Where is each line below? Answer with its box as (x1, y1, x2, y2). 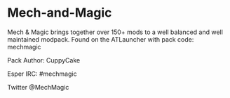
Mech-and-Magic (7, 5, 112, 21)
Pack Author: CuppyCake (7, 56, 81, 64)
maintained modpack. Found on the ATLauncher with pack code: (7, 35, 194, 43)
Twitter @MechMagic (7, 83, 69, 91)
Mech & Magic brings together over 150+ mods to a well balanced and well (7, 28, 223, 36)
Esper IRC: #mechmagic (7, 70, 77, 78)
